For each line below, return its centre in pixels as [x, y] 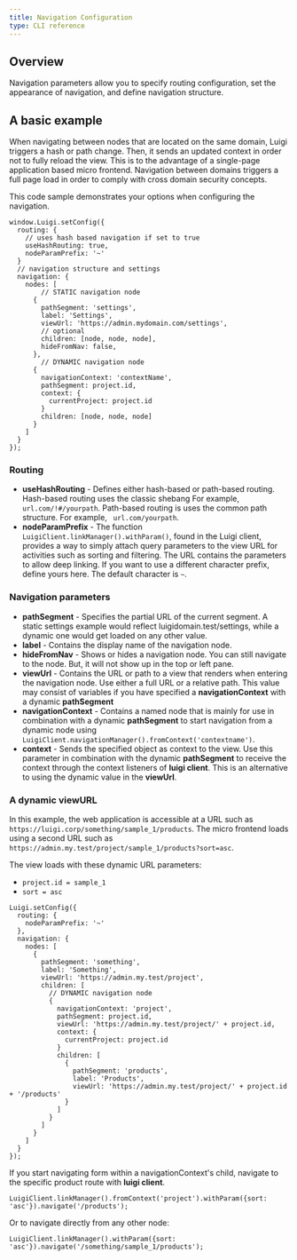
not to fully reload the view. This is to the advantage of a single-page [135, 161]
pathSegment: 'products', [120, 1071]
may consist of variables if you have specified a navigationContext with [154, 692]
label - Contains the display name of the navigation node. [127, 645]
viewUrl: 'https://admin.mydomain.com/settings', [134, 324]
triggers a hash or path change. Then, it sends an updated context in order [145, 151]
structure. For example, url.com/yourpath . [101, 518]
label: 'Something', [79, 970]
